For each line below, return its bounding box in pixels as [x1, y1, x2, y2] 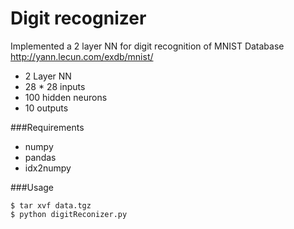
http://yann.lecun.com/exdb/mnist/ [10, 50, 154, 62]
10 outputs [24, 102, 69, 114]
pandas [24, 151, 57, 163]
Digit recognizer [10, 7, 147, 30]
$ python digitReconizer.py [10, 209, 128, 219]
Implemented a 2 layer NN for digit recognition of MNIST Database [10, 40, 285, 52]
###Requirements [10, 121, 85, 133]
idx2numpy [24, 162, 72, 174]
